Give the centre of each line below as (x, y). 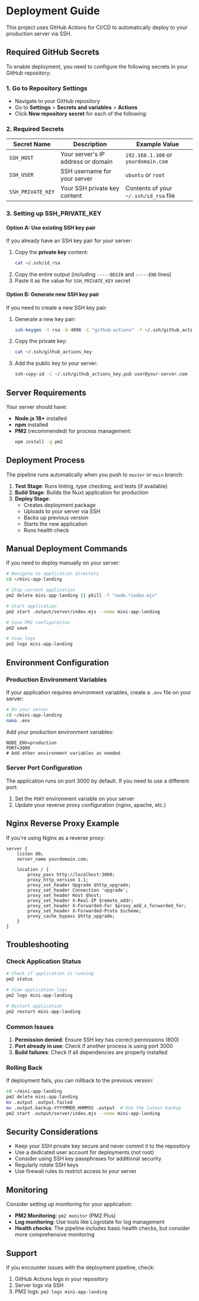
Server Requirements (46, 392)
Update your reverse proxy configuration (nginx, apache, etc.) (90, 805)
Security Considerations (52, 1132)
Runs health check (46, 530)
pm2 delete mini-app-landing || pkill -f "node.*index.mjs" (82, 596)
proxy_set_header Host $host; (65, 895)
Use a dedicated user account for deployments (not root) (84, 1152)
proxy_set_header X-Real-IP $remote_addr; (81, 901)
